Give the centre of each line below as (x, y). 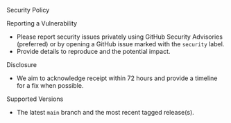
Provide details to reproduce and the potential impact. (93, 51)
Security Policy (28, 10)
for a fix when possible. (50, 85)
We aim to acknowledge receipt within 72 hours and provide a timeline (117, 78)
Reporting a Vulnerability (42, 23)
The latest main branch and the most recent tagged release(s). (105, 112)
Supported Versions (35, 99)
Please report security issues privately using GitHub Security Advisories (120, 37)
